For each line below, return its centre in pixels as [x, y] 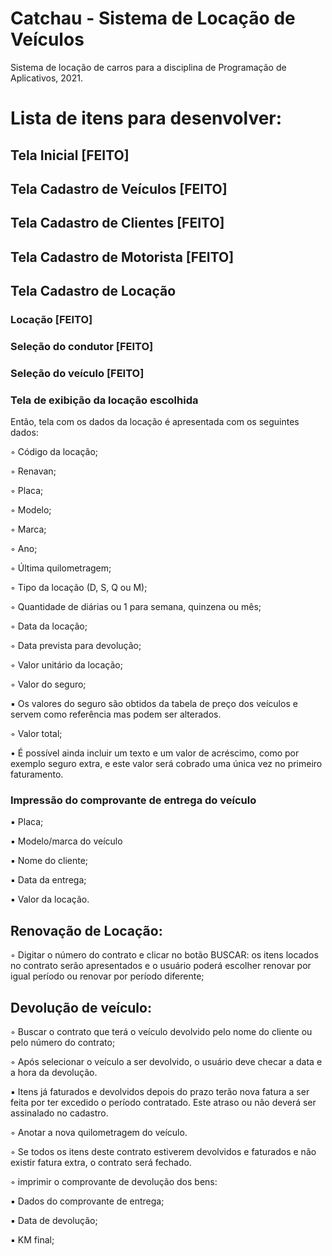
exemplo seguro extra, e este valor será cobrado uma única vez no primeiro [166, 764]
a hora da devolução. [54, 1073]
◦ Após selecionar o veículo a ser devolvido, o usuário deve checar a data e [166, 1062]
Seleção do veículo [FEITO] [77, 373]
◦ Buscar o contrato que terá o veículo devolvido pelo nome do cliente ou [161, 1032]
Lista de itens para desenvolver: [146, 118]
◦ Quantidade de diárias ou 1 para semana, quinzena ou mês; [136, 607]
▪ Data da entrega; [48, 880]
